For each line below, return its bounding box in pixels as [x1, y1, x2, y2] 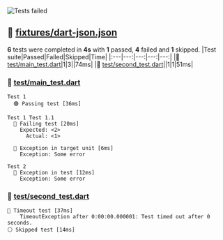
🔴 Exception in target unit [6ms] [13, 145, 114, 152]
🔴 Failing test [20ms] [13, 121, 79, 128]
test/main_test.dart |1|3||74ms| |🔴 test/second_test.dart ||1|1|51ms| [7, 60, 194, 68]
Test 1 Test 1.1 [7, 114, 54, 121]
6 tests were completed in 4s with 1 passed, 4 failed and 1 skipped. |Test [7, 45, 217, 54]
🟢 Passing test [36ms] [13, 100, 82, 107]
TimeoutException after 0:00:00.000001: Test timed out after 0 [20, 213, 210, 220]
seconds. [7, 220, 33, 227]
